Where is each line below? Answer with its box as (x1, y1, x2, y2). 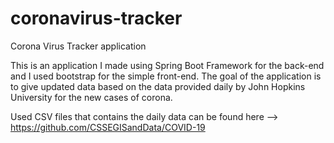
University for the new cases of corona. (10, 91, 173, 103)
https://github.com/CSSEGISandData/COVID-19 (10, 121, 206, 133)
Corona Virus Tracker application (10, 40, 147, 52)
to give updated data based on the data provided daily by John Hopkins (10, 80, 306, 92)
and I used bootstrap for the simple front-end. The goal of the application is (10, 70, 322, 82)
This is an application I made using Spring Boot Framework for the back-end (10, 59, 325, 71)
